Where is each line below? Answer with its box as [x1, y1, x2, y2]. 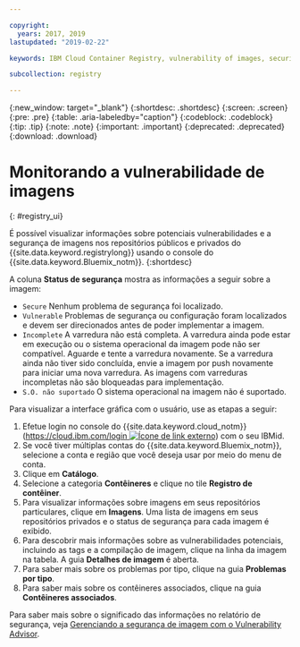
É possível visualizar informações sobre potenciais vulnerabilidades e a [9, 228, 271, 239]
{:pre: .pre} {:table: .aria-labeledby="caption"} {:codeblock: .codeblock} [9, 112, 274, 123]
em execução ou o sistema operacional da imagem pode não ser [21, 339, 261, 350]
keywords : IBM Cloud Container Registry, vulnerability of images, [9, 54, 266, 63]
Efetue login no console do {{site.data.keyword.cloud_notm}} [21, 421, 247, 432]
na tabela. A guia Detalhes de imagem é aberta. [21, 554, 199, 565]
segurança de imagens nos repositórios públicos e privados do [9, 238, 241, 249]
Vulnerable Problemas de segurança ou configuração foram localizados [21, 311, 287, 321]
